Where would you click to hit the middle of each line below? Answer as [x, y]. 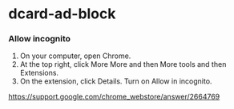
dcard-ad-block [62, 14]
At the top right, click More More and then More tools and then [123, 64]
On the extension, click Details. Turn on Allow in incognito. [116, 81]
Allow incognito [39, 39]
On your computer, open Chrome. [75, 56]
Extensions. [39, 73]
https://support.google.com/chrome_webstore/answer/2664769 [114, 97]
